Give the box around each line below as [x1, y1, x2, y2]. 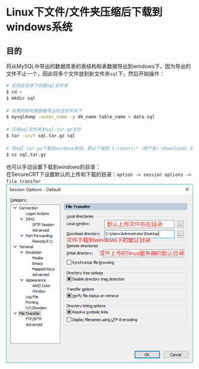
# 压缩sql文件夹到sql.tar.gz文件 [6, 127, 82, 133]
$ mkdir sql [6, 95, 36, 101]
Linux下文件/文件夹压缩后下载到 [6, 5, 163, 19]
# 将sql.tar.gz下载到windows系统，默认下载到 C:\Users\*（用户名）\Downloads [6, 145, 188, 152]
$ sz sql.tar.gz [6, 152, 46, 157]
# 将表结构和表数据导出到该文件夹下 [6, 108, 82, 113]
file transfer [6, 178, 41, 184]
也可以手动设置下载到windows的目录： [6, 163, 101, 170]
